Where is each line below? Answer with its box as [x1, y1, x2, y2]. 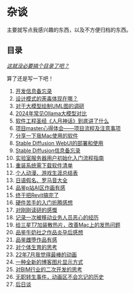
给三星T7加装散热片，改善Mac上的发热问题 [15, 221, 121, 228]
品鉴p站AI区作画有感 [15, 184, 66, 191]
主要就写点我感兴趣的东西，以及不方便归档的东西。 [7, 26, 132, 33]
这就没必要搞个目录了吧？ [7, 62, 69, 69]
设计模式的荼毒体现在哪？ [15, 94, 78, 102]
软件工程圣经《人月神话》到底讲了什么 [15, 117, 109, 124]
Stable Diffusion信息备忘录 [15, 147, 81, 154]
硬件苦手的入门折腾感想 [15, 199, 73, 206]
